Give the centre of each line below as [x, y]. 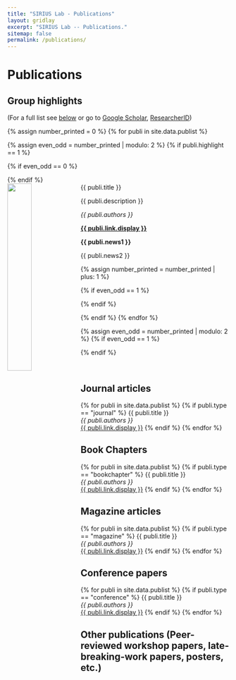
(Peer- [181, 635]
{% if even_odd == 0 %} [42, 166]
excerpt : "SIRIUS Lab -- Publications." [68, 27]
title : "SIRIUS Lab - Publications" [61, 14]
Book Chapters [114, 450]
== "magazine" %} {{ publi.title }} [129, 536]
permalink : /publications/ [47, 40]
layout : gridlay [31, 20]
